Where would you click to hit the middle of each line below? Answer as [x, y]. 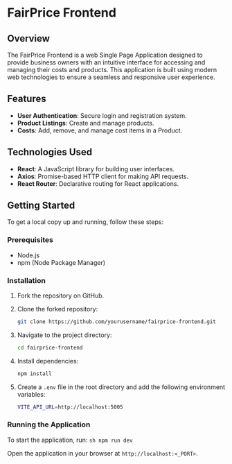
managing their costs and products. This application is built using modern [112, 70]
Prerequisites [30, 240]
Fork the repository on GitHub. [61, 295]
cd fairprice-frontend [50, 347]
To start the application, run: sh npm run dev [70, 440]
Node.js [28, 255]
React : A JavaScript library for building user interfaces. [96, 169]
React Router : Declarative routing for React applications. [98, 183]
